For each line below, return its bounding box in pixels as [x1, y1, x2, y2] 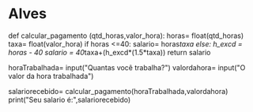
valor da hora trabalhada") [8, 71, 94, 80]
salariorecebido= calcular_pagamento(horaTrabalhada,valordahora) [8, 86, 228, 95]
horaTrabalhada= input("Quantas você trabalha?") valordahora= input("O [8, 62, 246, 72]
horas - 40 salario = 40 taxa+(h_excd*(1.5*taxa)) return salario [8, 47, 211, 57]
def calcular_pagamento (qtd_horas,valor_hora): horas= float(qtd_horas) [8, 31, 244, 40]
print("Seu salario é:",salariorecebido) [8, 95, 131, 104]
